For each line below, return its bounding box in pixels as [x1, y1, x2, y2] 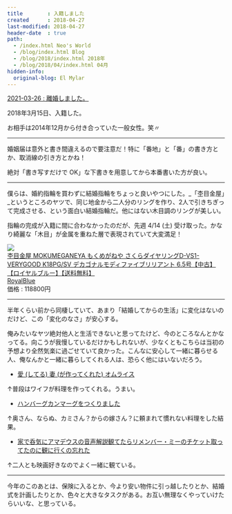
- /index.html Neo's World [13, 42, 91, 49]
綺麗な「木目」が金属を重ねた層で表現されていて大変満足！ [12, 230, 183, 239]
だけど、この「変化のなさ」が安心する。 [7, 315, 122, 323]
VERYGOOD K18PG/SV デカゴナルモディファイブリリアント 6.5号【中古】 [7, 260, 216, 268]
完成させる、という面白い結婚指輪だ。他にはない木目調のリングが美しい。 [12, 207, 225, 215]
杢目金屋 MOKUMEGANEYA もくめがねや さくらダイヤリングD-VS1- [7, 252, 200, 260]
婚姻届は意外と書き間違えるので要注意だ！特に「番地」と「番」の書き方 [7, 145, 213, 153]
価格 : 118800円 [7, 285, 51, 293]
